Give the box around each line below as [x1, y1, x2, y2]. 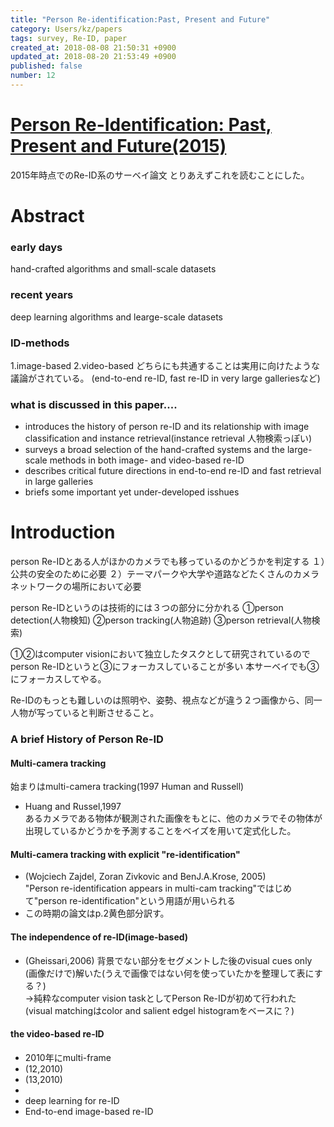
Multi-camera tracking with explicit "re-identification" [10, 848, 241, 860]
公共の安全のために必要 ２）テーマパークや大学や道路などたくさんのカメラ [10, 568, 320, 580]
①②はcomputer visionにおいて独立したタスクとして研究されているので [10, 648, 311, 660]
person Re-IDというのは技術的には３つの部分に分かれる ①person [10, 602, 284, 614]
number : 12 [10, 71, 56, 81]
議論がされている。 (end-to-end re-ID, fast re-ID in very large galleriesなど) [10, 372, 321, 384]
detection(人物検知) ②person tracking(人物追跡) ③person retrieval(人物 [10, 614, 312, 626]
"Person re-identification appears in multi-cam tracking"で [24, 882, 267, 895]
